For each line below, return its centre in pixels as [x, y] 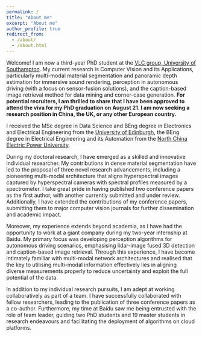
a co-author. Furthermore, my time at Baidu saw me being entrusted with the [101, 308]
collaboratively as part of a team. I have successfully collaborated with [94, 295]
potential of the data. [32, 277]
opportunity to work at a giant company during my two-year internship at [97, 233]
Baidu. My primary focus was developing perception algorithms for [89, 239]
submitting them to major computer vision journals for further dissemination [100, 208]
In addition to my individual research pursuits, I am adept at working [90, 289]
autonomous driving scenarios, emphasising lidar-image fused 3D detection [100, 245]
